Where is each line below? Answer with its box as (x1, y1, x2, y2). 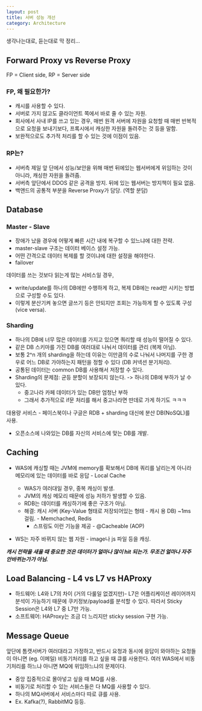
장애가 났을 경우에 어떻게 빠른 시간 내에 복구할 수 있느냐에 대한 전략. (14, 237, 174, 245)
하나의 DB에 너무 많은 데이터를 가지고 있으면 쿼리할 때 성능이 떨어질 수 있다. (14, 336, 193, 343)
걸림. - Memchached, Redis (24, 515, 92, 522)
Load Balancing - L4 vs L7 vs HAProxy (6, 573, 152, 584)
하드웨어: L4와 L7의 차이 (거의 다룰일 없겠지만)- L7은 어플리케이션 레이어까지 (14, 590, 196, 597)
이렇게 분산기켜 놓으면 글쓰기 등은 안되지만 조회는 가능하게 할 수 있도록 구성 (14, 300, 192, 307)
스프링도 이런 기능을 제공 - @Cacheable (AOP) (33, 522, 145, 529)
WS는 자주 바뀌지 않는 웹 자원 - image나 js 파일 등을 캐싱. (14, 535, 151, 542)
